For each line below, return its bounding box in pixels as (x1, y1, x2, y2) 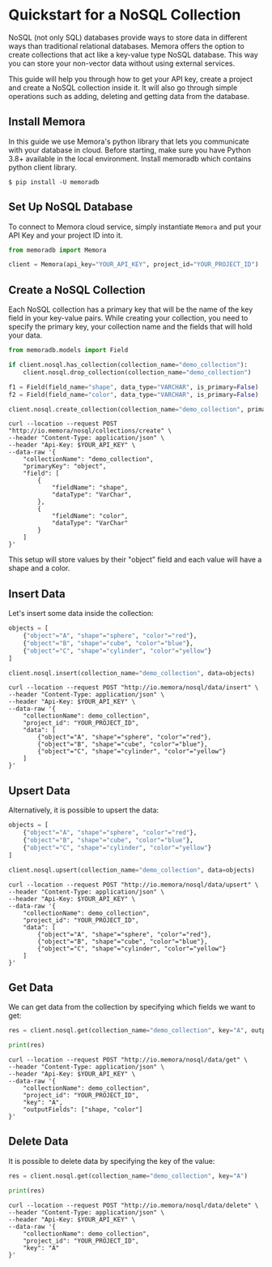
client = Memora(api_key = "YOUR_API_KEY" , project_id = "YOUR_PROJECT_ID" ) (8, 261, 259, 269)
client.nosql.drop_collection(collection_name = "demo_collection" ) (23, 368, 252, 377)
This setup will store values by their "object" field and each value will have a (8, 554, 262, 565)
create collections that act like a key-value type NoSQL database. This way (8, 50, 259, 59)
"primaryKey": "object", (23, 463, 107, 471)
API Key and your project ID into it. (8, 230, 123, 240)
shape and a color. (8, 563, 70, 573)
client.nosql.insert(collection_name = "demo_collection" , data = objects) (8, 669, 255, 677)
